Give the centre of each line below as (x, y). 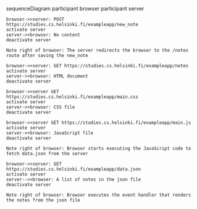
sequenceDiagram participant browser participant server (75, 9)
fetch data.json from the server (47, 154)
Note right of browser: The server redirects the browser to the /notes (97, 50)
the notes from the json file (43, 200)
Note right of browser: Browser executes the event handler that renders (99, 195)
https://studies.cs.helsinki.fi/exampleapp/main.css (72, 97)
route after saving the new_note (47, 55)
